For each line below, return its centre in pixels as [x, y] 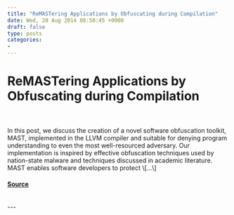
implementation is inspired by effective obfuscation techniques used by [111, 152]
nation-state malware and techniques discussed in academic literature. [110, 160]
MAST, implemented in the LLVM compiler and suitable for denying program [117, 138]
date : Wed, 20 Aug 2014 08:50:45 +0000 [66, 20]
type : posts [25, 33]
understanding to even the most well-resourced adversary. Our [98, 145]
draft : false [26, 27]
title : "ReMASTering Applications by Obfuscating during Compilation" [113, 14]
